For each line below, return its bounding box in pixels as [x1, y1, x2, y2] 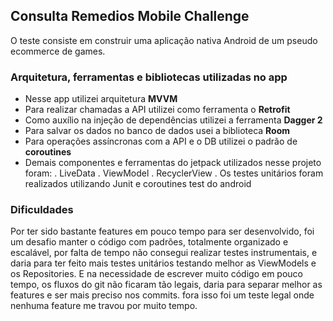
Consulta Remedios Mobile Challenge [10, 8, 250, 25]
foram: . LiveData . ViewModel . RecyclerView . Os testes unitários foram [24, 167, 324, 179]
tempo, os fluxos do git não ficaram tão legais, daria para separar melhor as [10, 279, 323, 291]
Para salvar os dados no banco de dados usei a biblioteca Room [24, 125, 291, 137]
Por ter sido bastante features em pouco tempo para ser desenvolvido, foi [10, 225, 315, 238]
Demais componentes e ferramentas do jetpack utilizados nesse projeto [24, 157, 322, 169]
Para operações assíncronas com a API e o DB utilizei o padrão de [24, 135, 298, 148]
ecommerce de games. [10, 45, 106, 57]
